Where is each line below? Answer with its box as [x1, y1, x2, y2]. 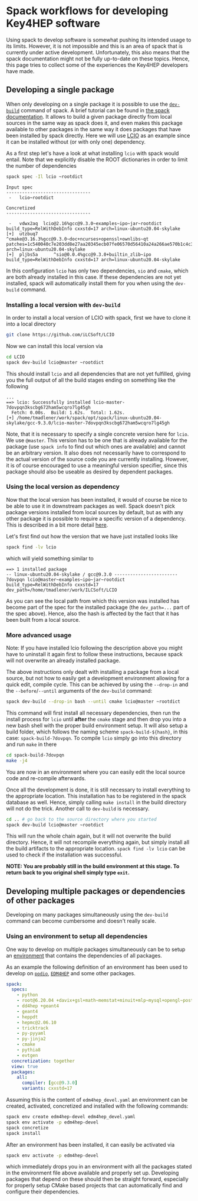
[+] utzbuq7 [6, 231, 38, 237]
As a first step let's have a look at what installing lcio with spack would [6, 150, 179, 157]
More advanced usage [6, 631, 72, 639]
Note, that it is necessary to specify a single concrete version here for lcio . [6, 430, 189, 437]
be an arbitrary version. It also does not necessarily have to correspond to [6, 449, 186, 456]
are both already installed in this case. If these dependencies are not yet [6, 273, 181, 280]
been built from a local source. [6, 616, 81, 623]
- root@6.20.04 [16, 998, 54, 1004]
